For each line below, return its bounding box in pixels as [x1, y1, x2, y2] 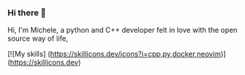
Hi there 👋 [7, 7, 47, 18]
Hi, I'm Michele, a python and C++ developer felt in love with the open [7, 26, 238, 35]
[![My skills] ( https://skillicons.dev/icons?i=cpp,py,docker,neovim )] [7, 49, 227, 59]
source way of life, [7, 34, 69, 43]
